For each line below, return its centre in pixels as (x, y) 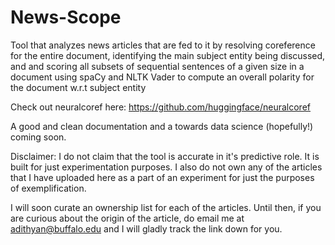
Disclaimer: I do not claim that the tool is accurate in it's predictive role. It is (165, 156)
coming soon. (38, 137)
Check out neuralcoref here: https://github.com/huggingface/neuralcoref (161, 107)
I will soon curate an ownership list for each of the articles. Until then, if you (166, 207)
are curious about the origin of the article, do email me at (127, 218)
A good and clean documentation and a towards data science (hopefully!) (162, 126)
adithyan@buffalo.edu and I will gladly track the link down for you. (146, 228)
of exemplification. (48, 188)
